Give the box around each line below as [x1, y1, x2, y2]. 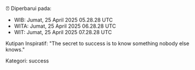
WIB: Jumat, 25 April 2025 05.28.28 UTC [13, 17, 113, 23]
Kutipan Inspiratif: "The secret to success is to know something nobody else [5, 40, 190, 47]
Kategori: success [5, 57, 49, 64]
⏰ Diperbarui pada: [5, 5, 52, 12]
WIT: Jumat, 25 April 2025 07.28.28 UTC [13, 29, 112, 35]
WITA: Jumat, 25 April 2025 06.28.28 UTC [13, 23, 117, 30]
